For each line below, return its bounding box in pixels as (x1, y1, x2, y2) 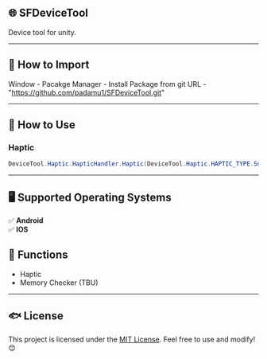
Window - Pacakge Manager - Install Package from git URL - (8, 79, 207, 88)
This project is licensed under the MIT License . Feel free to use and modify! (8, 334, 256, 344)
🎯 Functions (8, 248, 68, 262)
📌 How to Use (8, 119, 75, 132)
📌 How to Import (8, 58, 90, 72)
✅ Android (8, 216, 44, 225)
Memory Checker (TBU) (19, 278, 99, 287)
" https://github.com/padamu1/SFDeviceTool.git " (8, 88, 165, 97)
